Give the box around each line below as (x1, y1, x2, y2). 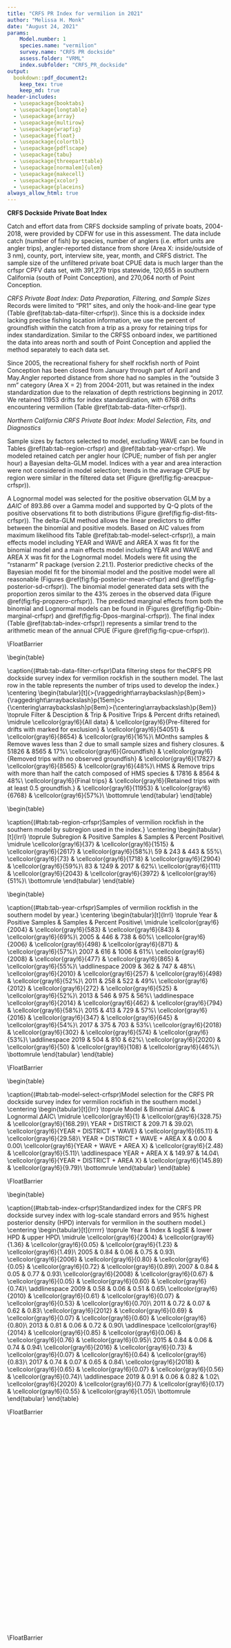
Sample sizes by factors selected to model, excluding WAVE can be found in (7, 437, 224, 445)
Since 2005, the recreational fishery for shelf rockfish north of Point (7, 359, 200, 367)
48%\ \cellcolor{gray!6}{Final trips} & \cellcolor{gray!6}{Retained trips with (7, 777, 221, 785)
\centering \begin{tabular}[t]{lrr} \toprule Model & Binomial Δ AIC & (7, 1105, 195, 1114)
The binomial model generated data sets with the (70, 583, 209, 591)
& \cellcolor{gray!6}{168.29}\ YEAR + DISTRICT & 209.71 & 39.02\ (7, 1120, 193, 1128)
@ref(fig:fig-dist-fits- (157, 509, 218, 518)
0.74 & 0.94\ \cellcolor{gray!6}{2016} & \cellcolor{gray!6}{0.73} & (7, 1344, 193, 1352)
